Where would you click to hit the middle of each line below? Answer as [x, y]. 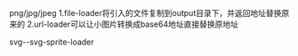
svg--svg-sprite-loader [52, 42]
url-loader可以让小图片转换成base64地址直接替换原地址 [136, 24]
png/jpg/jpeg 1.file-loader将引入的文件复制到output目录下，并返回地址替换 [145, 13]
